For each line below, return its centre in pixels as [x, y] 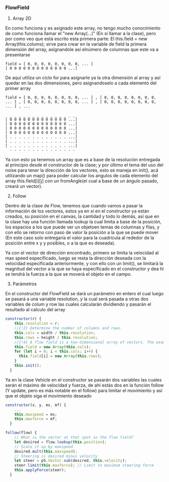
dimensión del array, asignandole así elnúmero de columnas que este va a [82, 50]
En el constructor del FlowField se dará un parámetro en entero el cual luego [84, 294]
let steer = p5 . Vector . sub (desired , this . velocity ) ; [71, 461]
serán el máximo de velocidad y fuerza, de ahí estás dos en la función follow [84, 385]
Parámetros [24, 284]
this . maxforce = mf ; [36, 419]
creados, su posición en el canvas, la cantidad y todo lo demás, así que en [82, 216]
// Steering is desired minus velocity [56, 456]
